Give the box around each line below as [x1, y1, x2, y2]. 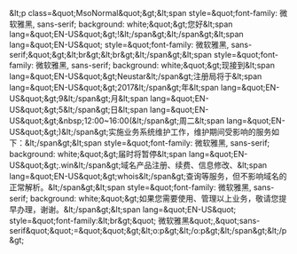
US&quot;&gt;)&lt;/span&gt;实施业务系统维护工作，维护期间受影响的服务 [9, 127, 272, 137]
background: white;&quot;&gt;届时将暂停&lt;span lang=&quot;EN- [9, 149, 248, 159]
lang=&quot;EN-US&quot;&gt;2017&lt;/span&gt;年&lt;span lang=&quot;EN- [9, 83, 280, 92]
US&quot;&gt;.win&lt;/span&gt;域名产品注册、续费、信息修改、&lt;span [9, 160, 268, 171]
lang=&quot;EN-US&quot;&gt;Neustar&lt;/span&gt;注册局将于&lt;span [9, 71, 262, 82]
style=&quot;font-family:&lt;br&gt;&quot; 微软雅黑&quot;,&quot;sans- [9, 216, 261, 226]
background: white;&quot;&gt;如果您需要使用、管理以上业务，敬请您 [29, 194, 279, 203]
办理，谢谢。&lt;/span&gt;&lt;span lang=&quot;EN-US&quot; [16, 204, 237, 215]
